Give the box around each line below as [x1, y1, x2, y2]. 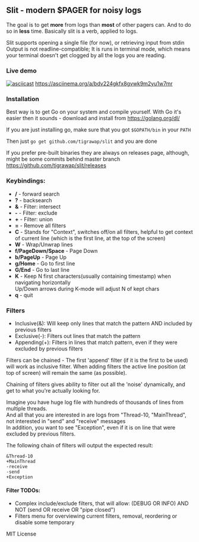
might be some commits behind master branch [6, 155, 121, 163]
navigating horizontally [14, 278, 71, 286]
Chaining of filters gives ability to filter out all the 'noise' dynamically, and [6, 381, 185, 388]
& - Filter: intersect [14, 203, 61, 210]
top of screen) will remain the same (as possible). [6, 369, 127, 376]
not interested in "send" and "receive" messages [6, 418, 126, 425]
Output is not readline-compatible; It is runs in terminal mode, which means [6, 45, 191, 52]
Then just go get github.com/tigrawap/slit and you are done [6, 137, 157, 145]
